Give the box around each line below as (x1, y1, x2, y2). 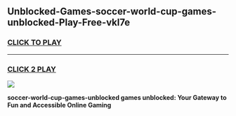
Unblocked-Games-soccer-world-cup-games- (7, 6, 216, 18)
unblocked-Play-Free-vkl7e (7, 17, 131, 29)
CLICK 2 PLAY (7, 64, 56, 74)
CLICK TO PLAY (7, 38, 62, 48)
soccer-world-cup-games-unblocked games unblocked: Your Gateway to (7, 93, 227, 101)
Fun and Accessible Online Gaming (7, 101, 112, 109)
